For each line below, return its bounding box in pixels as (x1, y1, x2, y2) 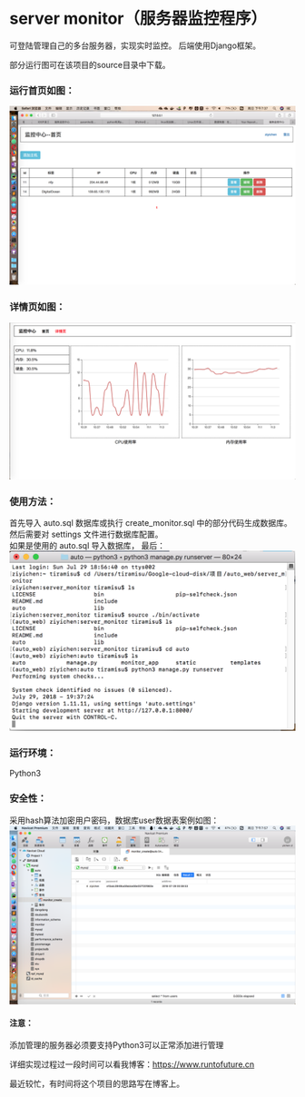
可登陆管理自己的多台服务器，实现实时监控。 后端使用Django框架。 (9, 40, 261, 51)
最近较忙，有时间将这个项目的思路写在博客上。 (9, 1078, 184, 1089)
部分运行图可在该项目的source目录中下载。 (9, 59, 171, 70)
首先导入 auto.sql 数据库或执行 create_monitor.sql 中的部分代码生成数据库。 (9, 518, 292, 529)
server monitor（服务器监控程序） (9, 8, 268, 29)
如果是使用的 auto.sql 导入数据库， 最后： (9, 540, 166, 551)
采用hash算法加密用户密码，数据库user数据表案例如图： (9, 815, 220, 825)
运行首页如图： (9, 84, 75, 96)
